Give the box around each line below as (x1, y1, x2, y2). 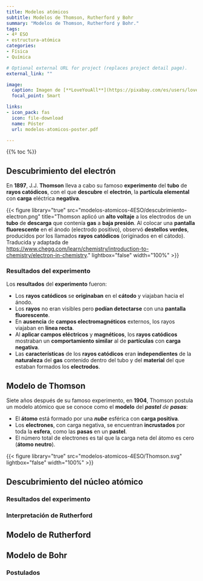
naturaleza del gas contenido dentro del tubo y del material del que (14, 357, 185, 364)
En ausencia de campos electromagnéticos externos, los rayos (14, 318, 175, 325)
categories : (6, 43, 36, 49)
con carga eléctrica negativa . (6, 195, 80, 202)
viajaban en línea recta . (14, 324, 74, 332)
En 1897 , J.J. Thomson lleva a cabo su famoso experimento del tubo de (6, 182, 187, 189)
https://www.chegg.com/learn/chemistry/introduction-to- (6, 245, 149, 252)
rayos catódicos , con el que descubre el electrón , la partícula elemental (6, 189, 190, 196)
